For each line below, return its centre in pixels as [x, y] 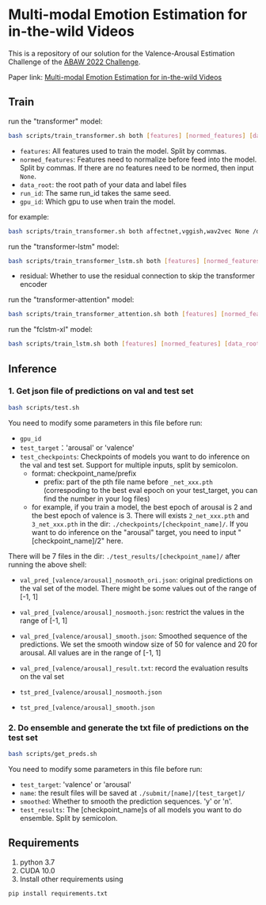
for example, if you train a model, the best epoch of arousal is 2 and [142, 507]
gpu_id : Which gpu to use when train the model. [97, 201]
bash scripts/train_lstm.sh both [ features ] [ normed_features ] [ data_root [134, 344]
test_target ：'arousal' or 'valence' [77, 447]
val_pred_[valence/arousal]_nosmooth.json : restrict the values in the [132, 612]
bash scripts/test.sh [44, 407]
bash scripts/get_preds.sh [53, 754]
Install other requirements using [72, 879]
